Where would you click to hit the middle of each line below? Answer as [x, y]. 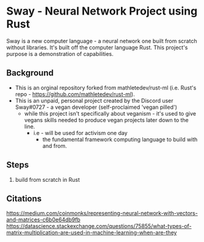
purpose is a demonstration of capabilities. [60, 54]
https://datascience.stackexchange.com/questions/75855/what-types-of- [99, 226]
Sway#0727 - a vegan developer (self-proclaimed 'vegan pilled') [96, 107]
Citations [24, 199]
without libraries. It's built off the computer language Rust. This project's [97, 47]
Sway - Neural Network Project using [102, 11]
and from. [55, 146]
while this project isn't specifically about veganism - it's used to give [110, 113]
